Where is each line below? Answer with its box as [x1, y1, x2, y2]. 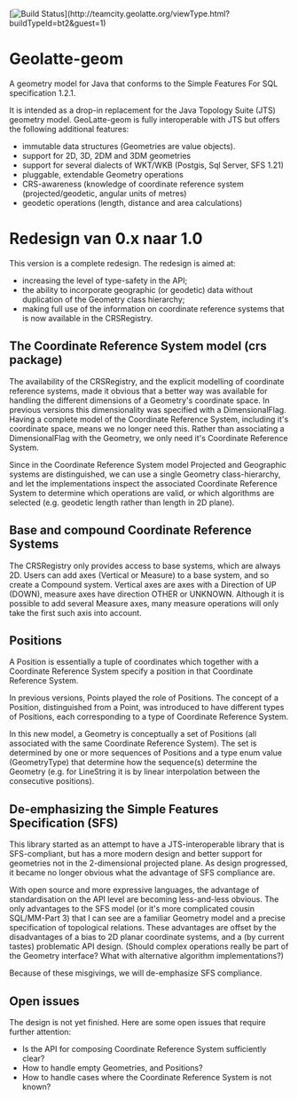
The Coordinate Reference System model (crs [9, 338, 268, 354]
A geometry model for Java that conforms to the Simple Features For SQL [9, 78, 278, 89]
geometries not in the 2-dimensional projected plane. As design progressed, [9, 858, 288, 869]
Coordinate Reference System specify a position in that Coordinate [9, 666, 254, 676]
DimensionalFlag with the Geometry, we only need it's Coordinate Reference [9, 432, 288, 443]
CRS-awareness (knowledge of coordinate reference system [21, 178, 244, 189]
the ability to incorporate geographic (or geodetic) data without [21, 284, 254, 295]
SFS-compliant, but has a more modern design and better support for [9, 849, 263, 859]
